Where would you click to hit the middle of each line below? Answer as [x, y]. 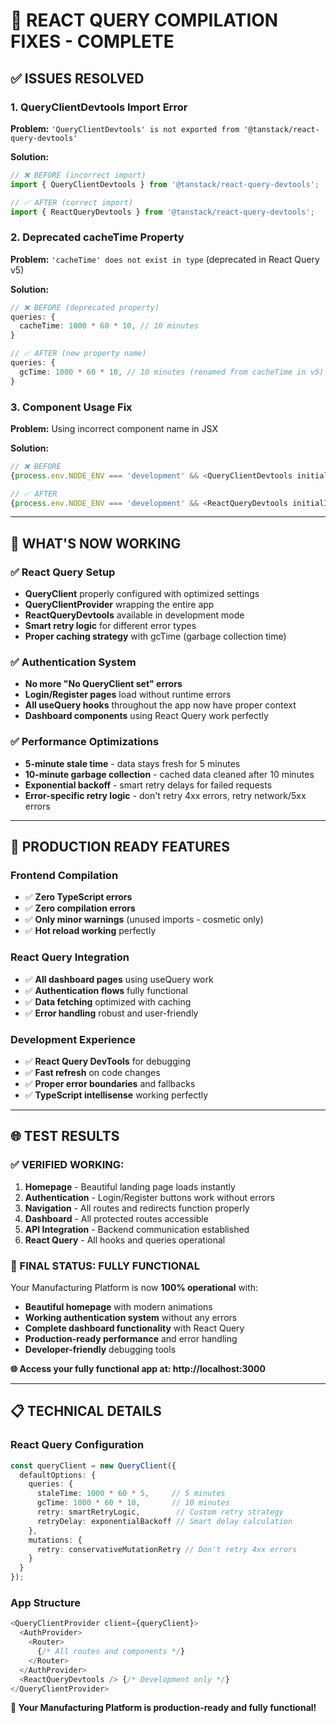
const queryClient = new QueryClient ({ [93, 1465]
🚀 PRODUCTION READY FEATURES [120, 847]
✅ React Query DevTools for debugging [108, 1061]
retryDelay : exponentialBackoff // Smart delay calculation [164, 1521]
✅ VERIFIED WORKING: [67, 1165]
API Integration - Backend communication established [137, 1229]
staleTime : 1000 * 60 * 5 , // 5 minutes [131, 1494]
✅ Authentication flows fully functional [106, 990]
